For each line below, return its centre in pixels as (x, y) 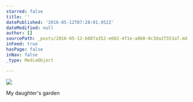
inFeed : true (22, 44)
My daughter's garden (33, 93)
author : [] (19, 33)
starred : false (25, 11)
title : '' (18, 17)
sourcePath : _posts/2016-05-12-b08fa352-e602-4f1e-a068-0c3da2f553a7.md (97, 38)
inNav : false (22, 55)
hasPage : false (25, 50)
